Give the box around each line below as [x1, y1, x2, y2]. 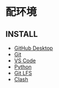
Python [14, 63, 32, 70]
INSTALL [5, 29, 38, 39]
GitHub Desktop [14, 45, 54, 52]
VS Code [14, 57, 36, 64]
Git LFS [14, 70, 32, 76]
